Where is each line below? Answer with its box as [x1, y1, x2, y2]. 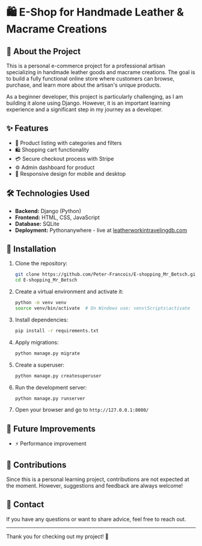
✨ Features [6, 123, 49, 134]
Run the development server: [14, 383, 87, 391]
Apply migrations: [14, 338, 59, 346]
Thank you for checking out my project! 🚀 [6, 533, 109, 540]
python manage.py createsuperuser [14, 373, 102, 379]
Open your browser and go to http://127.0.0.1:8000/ [14, 406, 149, 414]
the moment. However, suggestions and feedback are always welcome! [6, 482, 183, 489]
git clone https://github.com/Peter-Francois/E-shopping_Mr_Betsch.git [14, 271, 198, 278]
